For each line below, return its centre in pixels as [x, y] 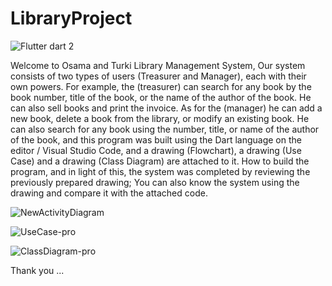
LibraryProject [71, 18]
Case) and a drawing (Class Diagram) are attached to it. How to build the [160, 161]
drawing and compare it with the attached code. [109, 193]
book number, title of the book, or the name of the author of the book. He [161, 97]
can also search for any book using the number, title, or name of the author [165, 129]
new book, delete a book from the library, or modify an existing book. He [160, 118]
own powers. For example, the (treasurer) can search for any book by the [161, 86]
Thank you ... [37, 270]
